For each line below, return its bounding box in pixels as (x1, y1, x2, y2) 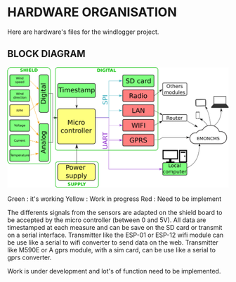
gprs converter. (7, 253, 52, 262)
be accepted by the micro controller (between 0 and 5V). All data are (7, 216, 206, 224)
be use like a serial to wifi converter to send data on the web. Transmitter (7, 238, 219, 247)
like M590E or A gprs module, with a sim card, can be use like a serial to (7, 245, 216, 254)
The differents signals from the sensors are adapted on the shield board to (7, 208, 223, 216)
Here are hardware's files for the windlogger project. (7, 27, 159, 36)
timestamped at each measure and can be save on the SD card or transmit (7, 223, 223, 231)
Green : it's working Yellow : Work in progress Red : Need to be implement (7, 195, 222, 203)
